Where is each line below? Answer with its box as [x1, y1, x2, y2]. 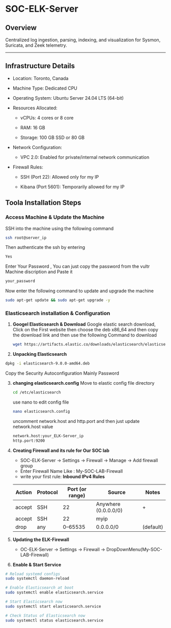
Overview [5, 23, 37, 32]
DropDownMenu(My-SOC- [106, 546, 163, 552]
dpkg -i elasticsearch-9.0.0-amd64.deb [5, 361, 90, 366]
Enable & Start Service [12, 561, 62, 567]
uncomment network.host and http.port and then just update [12, 418, 140, 424]
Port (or [67, 486, 87, 493]
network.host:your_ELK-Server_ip [12, 433, 84, 438]
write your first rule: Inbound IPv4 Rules [20, 473, 105, 479]
